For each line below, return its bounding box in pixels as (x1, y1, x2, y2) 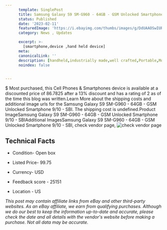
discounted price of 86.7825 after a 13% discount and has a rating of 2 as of (5, 91, 162, 97)
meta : (18, 48, 30, 54)
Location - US (12, 188, 41, 194)
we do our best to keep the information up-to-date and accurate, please (5, 209, 154, 215)
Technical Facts (5, 136, 56, 145)
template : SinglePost (18, 7, 64, 12)
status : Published (18, 16, 57, 21)
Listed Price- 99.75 (12, 159, 52, 165)
